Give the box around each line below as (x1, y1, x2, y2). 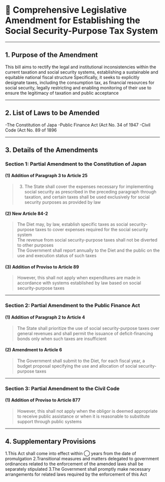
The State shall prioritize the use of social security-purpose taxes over (17, 325, 160, 331)
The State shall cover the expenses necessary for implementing (24, 184, 154, 189)
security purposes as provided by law (24, 199, 101, 205)
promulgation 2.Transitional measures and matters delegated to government (5, 455, 159, 461)
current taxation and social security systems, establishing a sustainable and (5, 69, 159, 75)
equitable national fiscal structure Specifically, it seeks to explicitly (5, 74, 140, 80)
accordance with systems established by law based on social (17, 280, 141, 286)
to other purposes (17, 242, 54, 248)
